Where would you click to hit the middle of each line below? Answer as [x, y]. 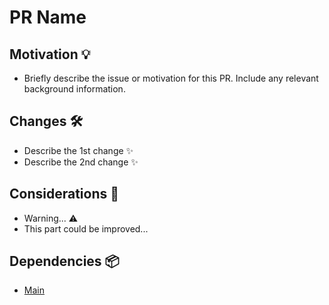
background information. [74, 89]
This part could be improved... [86, 228]
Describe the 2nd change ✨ [81, 162]
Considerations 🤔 [64, 194]
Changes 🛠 [46, 121]
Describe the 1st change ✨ [78, 150]
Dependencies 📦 [64, 261]
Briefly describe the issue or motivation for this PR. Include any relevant [171, 78]
